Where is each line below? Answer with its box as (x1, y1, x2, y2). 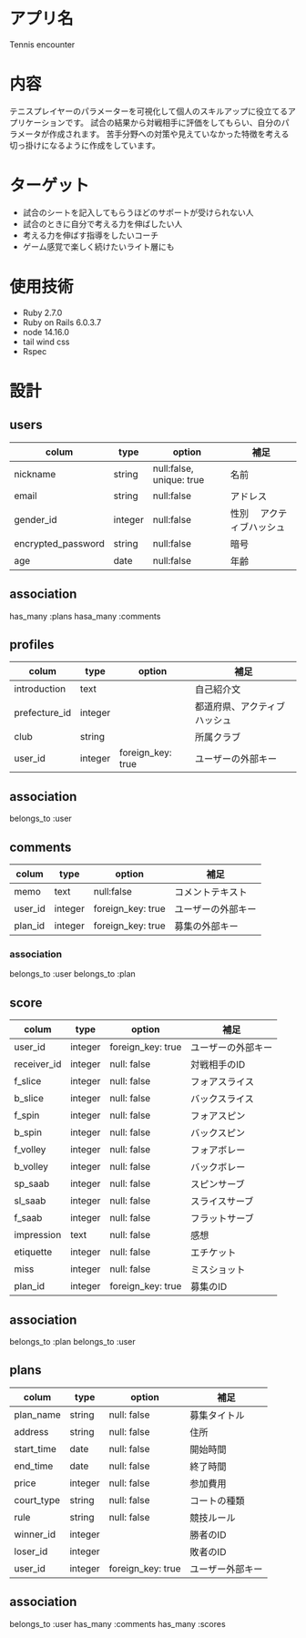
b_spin (14, 1126, 43, 1139)
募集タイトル (189, 1408, 245, 1421)
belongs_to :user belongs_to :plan (9, 968, 137, 979)
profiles (9, 637, 55, 652)
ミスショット (190, 1264, 246, 1276)
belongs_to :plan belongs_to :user (9, 1336, 137, 1346)
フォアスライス (190, 1076, 255, 1089)
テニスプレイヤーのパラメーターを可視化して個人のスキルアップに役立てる (9, 106, 289, 117)
